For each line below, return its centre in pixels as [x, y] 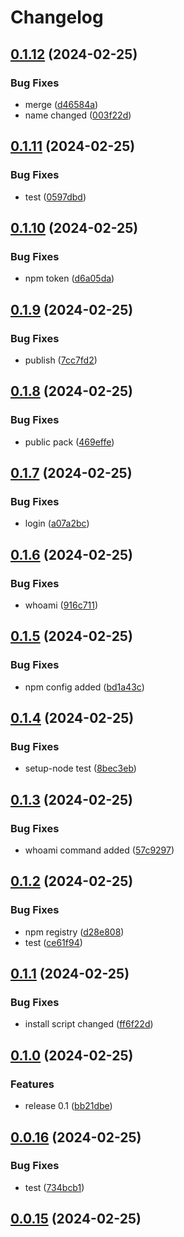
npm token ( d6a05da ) [69, 278]
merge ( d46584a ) [61, 104]
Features [32, 1084]
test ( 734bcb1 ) [54, 1187]
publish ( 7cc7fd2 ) [61, 360]
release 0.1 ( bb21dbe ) [68, 1106]
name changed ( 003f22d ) [78, 115]
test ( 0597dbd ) [55, 197]
